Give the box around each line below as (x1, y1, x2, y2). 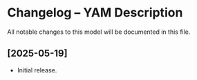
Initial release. (17, 66, 57, 74)
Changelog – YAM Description (7, 5, 183, 21)
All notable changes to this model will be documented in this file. (7, 28, 191, 36)
